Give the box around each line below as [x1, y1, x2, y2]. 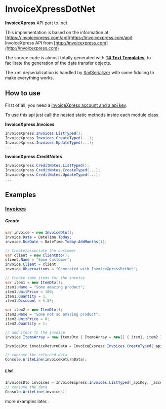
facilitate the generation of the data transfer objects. [5, 60, 112, 66]
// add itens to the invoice [5, 330, 65, 335]
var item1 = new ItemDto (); [5, 280, 63, 285]
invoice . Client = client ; [5, 262, 58, 267]
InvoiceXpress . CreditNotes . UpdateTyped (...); [5, 172, 100, 177]
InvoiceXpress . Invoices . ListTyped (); [5, 131, 83, 136]
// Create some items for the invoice [5, 276, 85, 281]
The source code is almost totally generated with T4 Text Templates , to [5, 54, 151, 60]
